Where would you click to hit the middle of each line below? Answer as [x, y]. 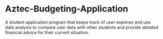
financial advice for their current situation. [47, 32]
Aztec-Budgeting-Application [67, 9]
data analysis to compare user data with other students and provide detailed [82, 27]
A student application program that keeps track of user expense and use [78, 22]
